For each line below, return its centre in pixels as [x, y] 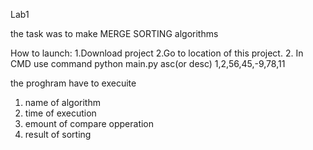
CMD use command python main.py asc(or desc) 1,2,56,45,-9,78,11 [148, 63]
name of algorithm [62, 102]
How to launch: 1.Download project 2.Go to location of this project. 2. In [157, 53]
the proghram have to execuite [73, 83]
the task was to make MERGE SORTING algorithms [114, 33]
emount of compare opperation [89, 123]
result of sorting [58, 134]
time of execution [60, 113]
